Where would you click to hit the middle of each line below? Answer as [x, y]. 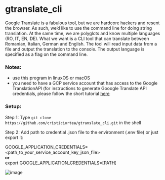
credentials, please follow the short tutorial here [61, 94]
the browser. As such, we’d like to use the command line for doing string [79, 28]
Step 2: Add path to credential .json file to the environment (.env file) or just [82, 132]
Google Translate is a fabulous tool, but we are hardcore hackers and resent [82, 23]
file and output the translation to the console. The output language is [75, 49]
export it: [14, 137]
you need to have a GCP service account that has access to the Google [85, 83]
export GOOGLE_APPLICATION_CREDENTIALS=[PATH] [61, 163]
